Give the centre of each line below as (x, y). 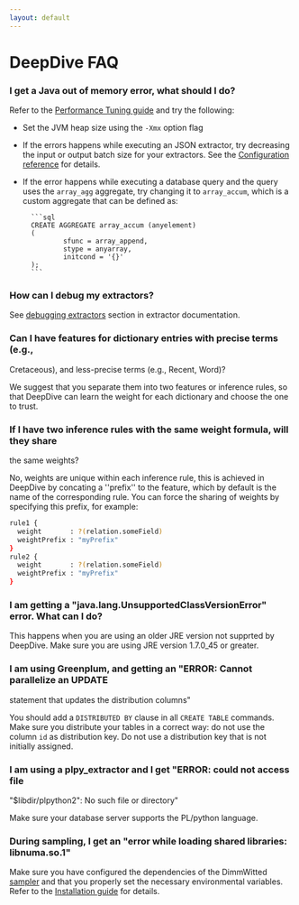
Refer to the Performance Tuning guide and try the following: (122, 110)
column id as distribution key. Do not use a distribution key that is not (138, 736)
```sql (43, 217)
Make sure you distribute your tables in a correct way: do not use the (137, 726)
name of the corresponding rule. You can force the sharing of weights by (145, 497)
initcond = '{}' (93, 257)
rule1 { (24, 523)
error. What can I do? (56, 616)
